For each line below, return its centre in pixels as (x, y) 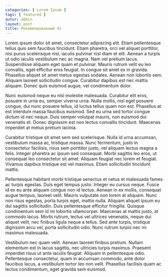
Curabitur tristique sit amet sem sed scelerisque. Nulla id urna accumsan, (81, 137)
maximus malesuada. (27, 233)
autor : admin (19, 19)
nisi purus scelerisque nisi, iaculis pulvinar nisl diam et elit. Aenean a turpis (82, 54)
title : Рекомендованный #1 (33, 29)
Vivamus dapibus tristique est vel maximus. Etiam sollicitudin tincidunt (78, 164)
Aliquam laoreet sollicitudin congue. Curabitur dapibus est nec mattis (77, 81)
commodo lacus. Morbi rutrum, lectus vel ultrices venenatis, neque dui (78, 217)
